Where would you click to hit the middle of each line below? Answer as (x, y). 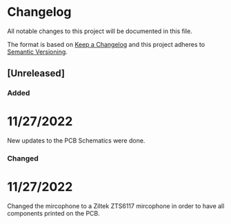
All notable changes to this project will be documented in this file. (100, 31)
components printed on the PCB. (53, 214)
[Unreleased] (36, 73)
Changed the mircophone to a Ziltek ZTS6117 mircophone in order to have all (116, 206)
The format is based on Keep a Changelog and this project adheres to (106, 44)
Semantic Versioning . (37, 52)
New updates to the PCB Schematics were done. (76, 141)
